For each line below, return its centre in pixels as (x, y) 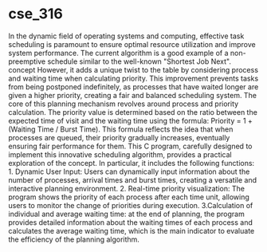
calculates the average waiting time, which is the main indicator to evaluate (132, 230)
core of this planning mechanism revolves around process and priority (124, 104)
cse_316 (36, 14)
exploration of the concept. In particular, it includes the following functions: (132, 163)
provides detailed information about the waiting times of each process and (131, 222)
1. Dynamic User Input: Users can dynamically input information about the (129, 171)
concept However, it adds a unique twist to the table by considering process (133, 69)
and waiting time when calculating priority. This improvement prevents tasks (133, 78)
